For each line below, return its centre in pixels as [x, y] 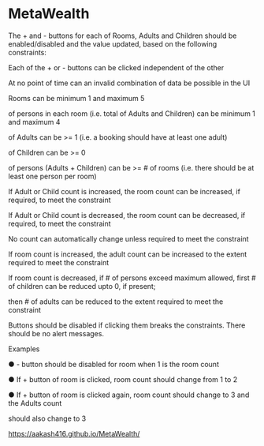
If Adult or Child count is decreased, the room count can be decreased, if [127, 215]
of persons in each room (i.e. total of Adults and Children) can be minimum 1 [132, 113]
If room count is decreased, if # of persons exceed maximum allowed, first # [132, 278]
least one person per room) [52, 176]
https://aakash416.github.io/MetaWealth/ [74, 433]
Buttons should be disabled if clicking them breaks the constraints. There [127, 325]
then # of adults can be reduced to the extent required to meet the [116, 302]
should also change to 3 [47, 418]
